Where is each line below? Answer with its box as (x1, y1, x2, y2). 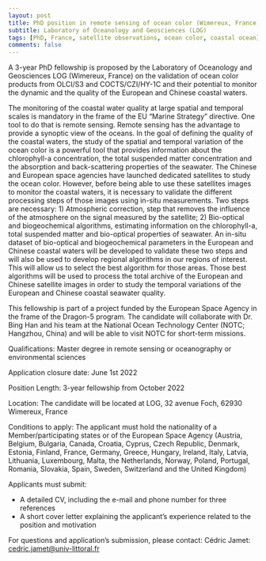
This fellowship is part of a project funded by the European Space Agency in (8, 304, 257, 313)
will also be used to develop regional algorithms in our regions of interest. (8, 255, 248, 264)
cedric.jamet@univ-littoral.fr (8, 544, 101, 554)
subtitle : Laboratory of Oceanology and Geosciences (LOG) (8, 26, 207, 34)
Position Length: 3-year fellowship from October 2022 (8, 383, 185, 392)
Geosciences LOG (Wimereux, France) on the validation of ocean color (8, 71, 239, 81)
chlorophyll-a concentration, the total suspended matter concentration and (8, 154, 253, 163)
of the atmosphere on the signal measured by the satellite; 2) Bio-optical (8, 213, 245, 222)
